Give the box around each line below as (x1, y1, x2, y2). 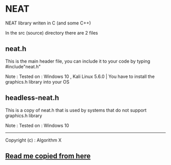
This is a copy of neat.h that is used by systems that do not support (5, 107, 147, 113)
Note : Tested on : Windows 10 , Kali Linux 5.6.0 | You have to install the (5, 73, 155, 79)
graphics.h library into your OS (5, 78, 70, 85)
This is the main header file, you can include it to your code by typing (5, 58, 151, 64)
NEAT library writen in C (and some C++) (5, 20, 91, 26)
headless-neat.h (5, 94, 60, 102)
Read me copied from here (5, 151, 91, 160)
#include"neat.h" (5, 63, 41, 69)
